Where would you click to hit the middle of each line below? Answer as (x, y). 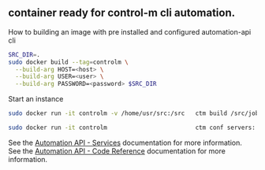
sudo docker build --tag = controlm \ (68, 62)
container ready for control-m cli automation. (122, 13)
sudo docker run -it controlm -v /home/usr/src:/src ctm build (118, 113)
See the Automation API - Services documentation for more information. (125, 142)
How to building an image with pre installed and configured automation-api (130, 31)
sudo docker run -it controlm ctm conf (116, 128)
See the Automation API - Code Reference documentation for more (117, 151)
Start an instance (36, 99)
